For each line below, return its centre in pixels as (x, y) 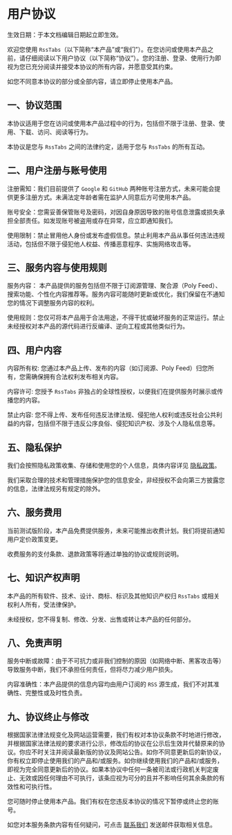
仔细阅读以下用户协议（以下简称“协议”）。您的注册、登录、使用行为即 (123, 58)
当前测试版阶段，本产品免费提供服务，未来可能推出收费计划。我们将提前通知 (116, 531)
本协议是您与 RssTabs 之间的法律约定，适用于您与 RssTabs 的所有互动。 (108, 147)
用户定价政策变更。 (35, 539)
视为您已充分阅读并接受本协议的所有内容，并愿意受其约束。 (92, 66)
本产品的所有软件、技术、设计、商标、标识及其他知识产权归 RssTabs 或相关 (113, 596)
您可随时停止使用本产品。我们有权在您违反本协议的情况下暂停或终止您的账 (113, 801)
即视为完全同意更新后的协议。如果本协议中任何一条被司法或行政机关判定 (110, 769)
